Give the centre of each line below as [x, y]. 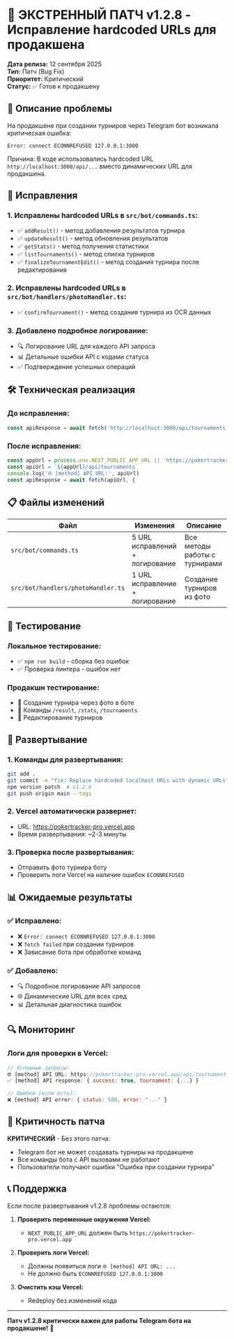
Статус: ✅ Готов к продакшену [53, 86]
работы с [200, 555]
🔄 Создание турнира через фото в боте [76, 703]
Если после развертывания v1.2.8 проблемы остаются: [89, 1206]
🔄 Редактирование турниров [60, 718]
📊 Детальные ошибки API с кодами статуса [83, 357]
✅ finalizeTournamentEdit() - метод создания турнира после [108, 262]
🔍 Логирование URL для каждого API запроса [86, 347]
